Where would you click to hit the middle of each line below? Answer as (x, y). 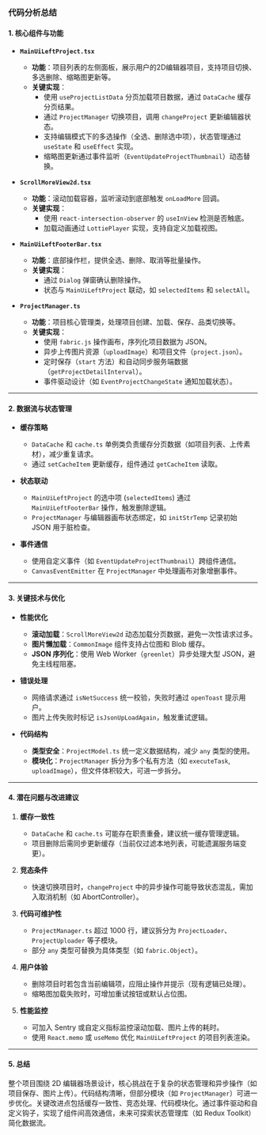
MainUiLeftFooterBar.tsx (61, 245)
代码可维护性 (40, 913)
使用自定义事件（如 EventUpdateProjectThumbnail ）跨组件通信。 (136, 561)
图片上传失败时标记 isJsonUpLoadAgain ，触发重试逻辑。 (122, 717)
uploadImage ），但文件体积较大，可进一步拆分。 (108, 770)
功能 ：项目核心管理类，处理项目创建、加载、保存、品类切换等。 (135, 322)
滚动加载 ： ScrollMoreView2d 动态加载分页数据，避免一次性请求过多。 (144, 634)
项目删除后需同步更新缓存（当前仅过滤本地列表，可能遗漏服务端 (135, 843)
